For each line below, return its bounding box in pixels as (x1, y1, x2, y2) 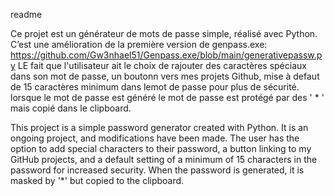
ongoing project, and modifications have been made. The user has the (10, 132, 300, 144)
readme (10, 9, 43, 20)
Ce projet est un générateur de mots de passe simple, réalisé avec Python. (10, 28, 318, 39)
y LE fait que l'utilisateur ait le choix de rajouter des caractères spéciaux (10, 60, 307, 71)
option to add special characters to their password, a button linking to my (10, 143, 312, 154)
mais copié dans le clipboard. (10, 102, 132, 114)
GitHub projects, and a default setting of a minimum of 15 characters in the (10, 154, 318, 165)
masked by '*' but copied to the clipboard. (10, 175, 185, 186)
